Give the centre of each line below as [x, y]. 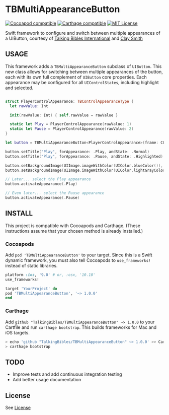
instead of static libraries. [31, 265]
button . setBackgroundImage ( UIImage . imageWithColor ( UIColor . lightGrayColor [85, 170]
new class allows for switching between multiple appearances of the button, [84, 72]
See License [18, 408]
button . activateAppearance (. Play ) [41, 184]
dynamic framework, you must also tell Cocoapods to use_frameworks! [78, 260]
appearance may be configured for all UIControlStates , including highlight [82, 82]
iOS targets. [18, 332]
